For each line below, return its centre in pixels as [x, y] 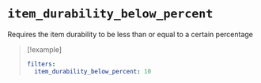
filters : [41, 64]
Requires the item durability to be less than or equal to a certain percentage [130, 34]
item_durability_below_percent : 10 [93, 71]
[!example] [44, 49]
